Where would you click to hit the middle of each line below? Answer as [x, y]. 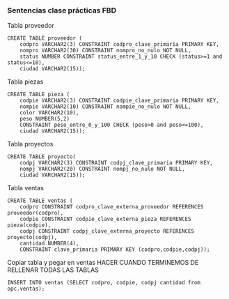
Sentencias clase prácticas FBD [62, 10]
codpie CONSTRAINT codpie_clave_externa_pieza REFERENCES [105, 219]
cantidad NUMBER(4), [49, 244]
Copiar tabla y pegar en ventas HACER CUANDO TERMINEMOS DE [103, 263]
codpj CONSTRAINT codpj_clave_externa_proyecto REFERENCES [107, 231]
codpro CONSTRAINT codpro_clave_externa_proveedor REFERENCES [112, 207]
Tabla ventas [25, 188]
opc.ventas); [26, 289]
